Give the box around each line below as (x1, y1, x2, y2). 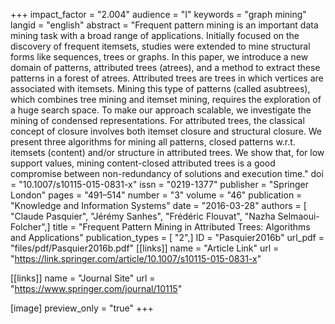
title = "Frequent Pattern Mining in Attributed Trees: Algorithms (52, 221, 311, 233)
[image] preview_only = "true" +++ (10, 302, 154, 314)
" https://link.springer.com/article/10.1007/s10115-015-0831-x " (10, 253, 262, 264)
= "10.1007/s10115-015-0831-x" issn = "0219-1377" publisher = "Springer (10, 179, 309, 190)
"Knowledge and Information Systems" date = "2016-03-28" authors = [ (10, 200, 307, 211)
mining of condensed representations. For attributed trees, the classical (10, 115, 305, 126)
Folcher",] (10, 221, 51, 233)
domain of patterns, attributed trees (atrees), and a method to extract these (10, 62, 321, 73)
